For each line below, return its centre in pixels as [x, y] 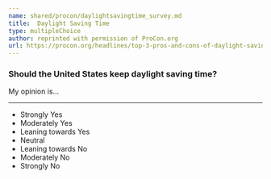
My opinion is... [34, 92]
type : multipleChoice [45, 31]
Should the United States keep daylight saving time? [113, 74]
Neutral [32, 140]
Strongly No [40, 166]
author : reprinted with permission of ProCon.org [94, 38]
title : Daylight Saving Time [59, 23]
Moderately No [45, 157]
